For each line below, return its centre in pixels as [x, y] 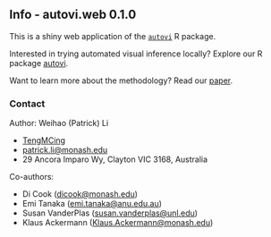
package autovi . [39, 63]
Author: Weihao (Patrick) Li [59, 123]
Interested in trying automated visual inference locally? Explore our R [136, 54]
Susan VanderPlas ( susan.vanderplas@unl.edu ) [110, 213]
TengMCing [43, 140]
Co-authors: [32, 177]
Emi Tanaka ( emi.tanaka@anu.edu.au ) [92, 204]
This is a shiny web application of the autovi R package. [113, 36]
